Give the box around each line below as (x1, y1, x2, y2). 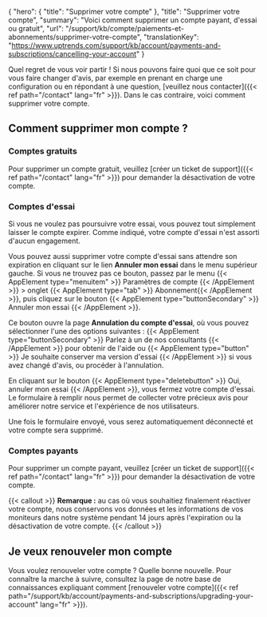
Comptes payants (8, 445, 79, 456)
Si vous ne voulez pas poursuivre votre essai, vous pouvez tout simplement (8, 219, 257, 229)
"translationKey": (143, 32, 199, 42)
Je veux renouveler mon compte (8, 544, 173, 558)
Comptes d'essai (8, 201, 76, 212)
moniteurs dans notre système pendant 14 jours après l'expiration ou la (8, 513, 241, 523)
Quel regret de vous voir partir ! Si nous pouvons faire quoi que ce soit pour (8, 65, 257, 74)
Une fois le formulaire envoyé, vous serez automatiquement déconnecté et (8, 416, 253, 426)
